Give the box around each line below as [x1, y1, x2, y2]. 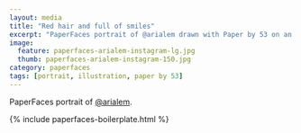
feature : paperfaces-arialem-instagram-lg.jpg [17, 47, 196, 56]
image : [9, 38, 34, 48]
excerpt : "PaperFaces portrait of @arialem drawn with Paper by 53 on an [9, 30, 293, 39]
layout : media [9, 13, 63, 22]
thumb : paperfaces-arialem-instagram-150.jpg [17, 55, 192, 64]
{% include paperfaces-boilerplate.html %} [9, 113, 169, 124]
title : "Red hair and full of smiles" [9, 22, 155, 31]
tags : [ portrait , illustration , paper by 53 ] [9, 72, 183, 81]
